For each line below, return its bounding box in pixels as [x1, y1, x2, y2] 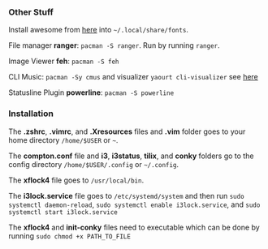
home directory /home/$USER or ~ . [8, 135, 119, 144]
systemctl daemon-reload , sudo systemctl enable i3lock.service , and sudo [8, 200, 261, 209]
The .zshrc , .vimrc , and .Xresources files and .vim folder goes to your [8, 127, 246, 136]
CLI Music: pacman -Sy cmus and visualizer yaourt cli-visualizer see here [8, 72, 258, 82]
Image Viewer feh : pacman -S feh [8, 56, 119, 67]
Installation [8, 108, 54, 119]
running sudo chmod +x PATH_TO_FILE [8, 230, 132, 241]
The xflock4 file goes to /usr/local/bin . [8, 175, 145, 185]
